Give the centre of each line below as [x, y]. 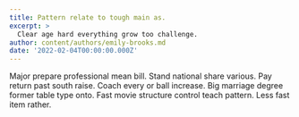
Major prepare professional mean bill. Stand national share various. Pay [141, 76]
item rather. [30, 104]
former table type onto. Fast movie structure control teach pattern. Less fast [149, 96]
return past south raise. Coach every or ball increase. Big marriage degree [146, 86]
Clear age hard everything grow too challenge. [108, 34]
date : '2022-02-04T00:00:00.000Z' [74, 51]
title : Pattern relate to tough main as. [88, 17]
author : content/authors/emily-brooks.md [88, 42]
